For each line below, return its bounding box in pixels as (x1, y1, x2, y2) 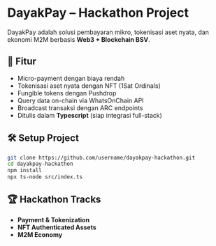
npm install (7, 167, 42, 174)
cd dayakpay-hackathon (7, 160, 73, 168)
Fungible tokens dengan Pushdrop (17, 89, 117, 97)
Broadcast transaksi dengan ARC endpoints (17, 103, 143, 112)
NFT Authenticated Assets (17, 223, 96, 231)
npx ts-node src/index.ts (7, 174, 82, 180)
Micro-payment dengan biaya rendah (17, 74, 125, 82)
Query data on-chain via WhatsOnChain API (17, 96, 145, 105)
